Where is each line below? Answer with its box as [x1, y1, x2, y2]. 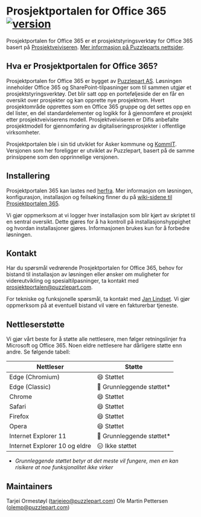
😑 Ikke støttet [97, 442, 137, 450]
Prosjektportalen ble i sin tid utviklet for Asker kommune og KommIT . [6, 140, 177, 148]
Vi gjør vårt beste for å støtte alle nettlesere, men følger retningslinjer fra [6, 335, 186, 343]
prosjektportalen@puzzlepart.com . [6, 283, 93, 291]
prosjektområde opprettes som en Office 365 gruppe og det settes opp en [6, 103, 191, 110]
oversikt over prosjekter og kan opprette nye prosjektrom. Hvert [6, 96, 165, 104]
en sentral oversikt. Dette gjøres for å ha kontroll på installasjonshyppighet [6, 218, 191, 225]
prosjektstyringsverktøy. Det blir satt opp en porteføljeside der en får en [6, 90, 185, 97]
